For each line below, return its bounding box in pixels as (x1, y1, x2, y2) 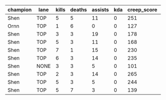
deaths (70, 6, 87, 13)
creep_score (127, 6, 158, 13)
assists (91, 6, 109, 13)
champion (7, 6, 32, 13)
